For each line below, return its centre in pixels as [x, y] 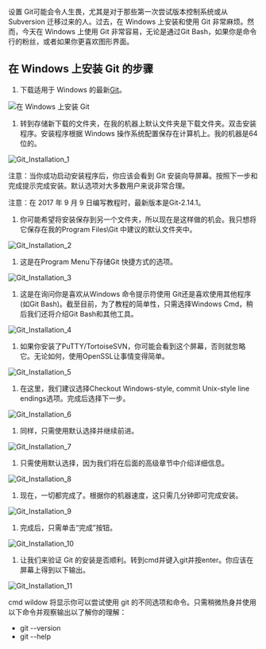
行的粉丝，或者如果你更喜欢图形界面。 [71, 41]
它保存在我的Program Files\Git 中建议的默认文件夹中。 [108, 229]
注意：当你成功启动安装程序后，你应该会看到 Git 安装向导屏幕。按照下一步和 [133, 175]
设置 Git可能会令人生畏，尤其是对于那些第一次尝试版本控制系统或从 [118, 12]
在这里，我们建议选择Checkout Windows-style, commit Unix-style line [135, 388]
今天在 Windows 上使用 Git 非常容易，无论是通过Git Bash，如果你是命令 [139, 31]
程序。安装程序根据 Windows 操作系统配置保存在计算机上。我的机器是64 [139, 133]
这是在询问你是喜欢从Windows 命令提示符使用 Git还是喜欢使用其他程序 [135, 293]
